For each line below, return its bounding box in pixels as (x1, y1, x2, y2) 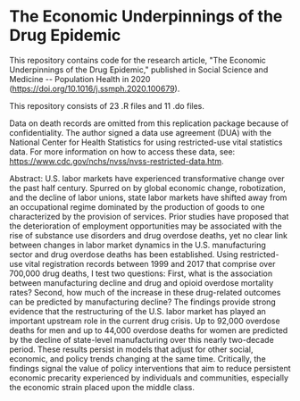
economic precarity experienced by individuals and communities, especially (9, 372, 288, 383)
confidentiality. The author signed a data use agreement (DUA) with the (9, 127, 272, 138)
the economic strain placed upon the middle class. (9, 381, 195, 392)
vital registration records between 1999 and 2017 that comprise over (24, 258, 276, 269)
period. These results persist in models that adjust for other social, (9, 344, 254, 355)
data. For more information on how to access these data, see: (9, 146, 236, 157)
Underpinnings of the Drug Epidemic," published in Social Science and (9, 64, 269, 75)
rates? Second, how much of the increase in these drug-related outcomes (9, 287, 281, 297)
